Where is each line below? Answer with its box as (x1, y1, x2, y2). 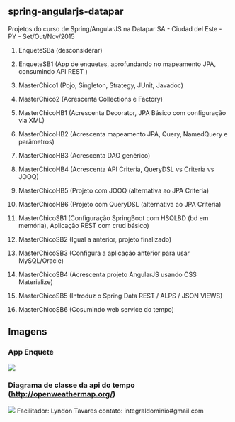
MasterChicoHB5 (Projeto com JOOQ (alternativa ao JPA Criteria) (18, 186, 210, 195)
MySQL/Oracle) (18, 256, 64, 265)
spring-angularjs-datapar (8, 6, 124, 18)
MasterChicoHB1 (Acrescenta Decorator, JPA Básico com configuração (18, 108, 227, 117)
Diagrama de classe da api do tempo (8, 380, 135, 390)
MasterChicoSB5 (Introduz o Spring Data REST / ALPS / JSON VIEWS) (18, 291, 223, 300)
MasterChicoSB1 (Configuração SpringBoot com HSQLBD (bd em (18, 213, 209, 222)
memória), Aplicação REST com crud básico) (18, 221, 149, 229)
